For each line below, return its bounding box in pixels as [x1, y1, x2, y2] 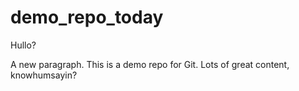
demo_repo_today [10, 6, 164, 29]
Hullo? [10, 39, 37, 51]
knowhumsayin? [10, 69, 78, 81]
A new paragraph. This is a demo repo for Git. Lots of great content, [10, 58, 290, 70]
